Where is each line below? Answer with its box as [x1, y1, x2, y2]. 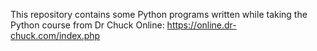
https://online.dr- [166, 19, 237, 31]
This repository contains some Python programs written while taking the [10, 9, 308, 20]
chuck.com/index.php [10, 30, 101, 41]
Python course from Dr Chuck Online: [10, 19, 165, 31]
